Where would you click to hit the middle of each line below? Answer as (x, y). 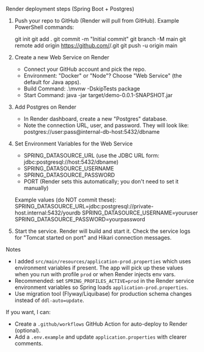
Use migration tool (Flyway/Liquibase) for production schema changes (103, 294)
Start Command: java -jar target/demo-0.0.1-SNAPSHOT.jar (98, 95)
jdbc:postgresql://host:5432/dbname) (71, 162)
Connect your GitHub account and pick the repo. (85, 69)
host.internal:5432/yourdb (47, 213)
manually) (36, 188)
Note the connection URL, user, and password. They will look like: (106, 125)
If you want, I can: (28, 312)
